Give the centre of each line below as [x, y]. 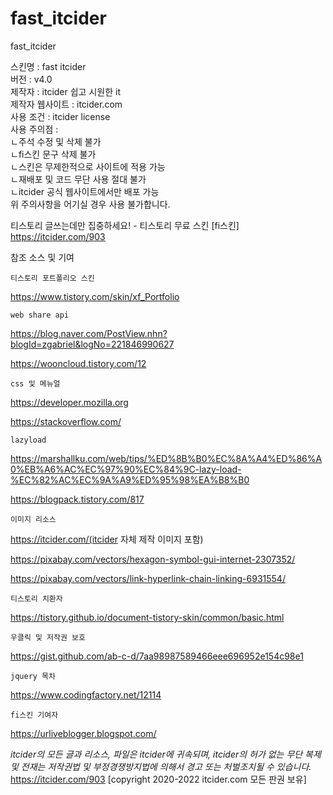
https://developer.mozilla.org [69, 402]
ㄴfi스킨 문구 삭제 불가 [53, 154]
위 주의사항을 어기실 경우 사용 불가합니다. [90, 204]
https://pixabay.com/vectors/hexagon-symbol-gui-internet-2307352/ [153, 559]
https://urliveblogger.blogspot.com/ [83, 733]
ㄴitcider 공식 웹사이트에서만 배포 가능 [85, 191]
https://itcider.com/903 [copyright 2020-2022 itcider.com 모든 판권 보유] [158, 779]
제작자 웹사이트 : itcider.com [66, 104]
